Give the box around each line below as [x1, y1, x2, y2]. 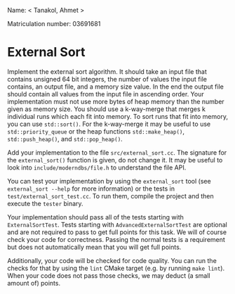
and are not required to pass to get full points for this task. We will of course [7, 228, 227, 236]
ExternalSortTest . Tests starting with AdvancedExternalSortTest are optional [7, 220, 228, 229]
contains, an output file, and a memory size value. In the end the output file [7, 82, 224, 91]
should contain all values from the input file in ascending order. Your [7, 89, 205, 98]
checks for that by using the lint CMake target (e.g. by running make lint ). [7, 264, 225, 272]
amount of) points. [7, 279, 61, 287]
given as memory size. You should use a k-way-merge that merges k [7, 105, 206, 113]
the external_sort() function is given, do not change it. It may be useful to [7, 155, 223, 164]
